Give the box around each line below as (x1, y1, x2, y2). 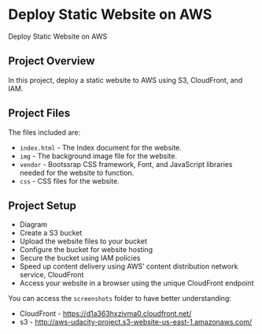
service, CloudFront (19, 270, 84, 280)
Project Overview (8, 54, 95, 68)
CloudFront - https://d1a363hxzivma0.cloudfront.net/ (19, 309, 192, 318)
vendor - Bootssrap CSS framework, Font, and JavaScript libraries (19, 159, 233, 169)
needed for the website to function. (19, 168, 135, 177)
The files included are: (8, 128, 81, 137)
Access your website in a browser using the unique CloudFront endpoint (19, 278, 254, 288)
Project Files (8, 106, 71, 120)
